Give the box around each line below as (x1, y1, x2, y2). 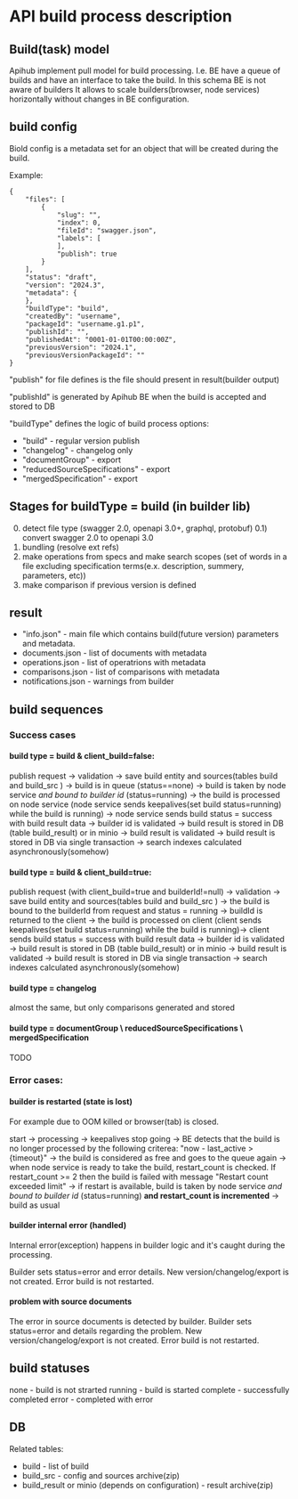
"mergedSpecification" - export (21, 473, 138, 484)
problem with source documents (9, 1296, 133, 1307)
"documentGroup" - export (21, 454, 122, 465)
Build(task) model (9, 42, 109, 57)
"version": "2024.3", (25, 281, 105, 289)
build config (9, 119, 77, 134)
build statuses (9, 1361, 91, 1376)
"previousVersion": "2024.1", (25, 343, 138, 352)
